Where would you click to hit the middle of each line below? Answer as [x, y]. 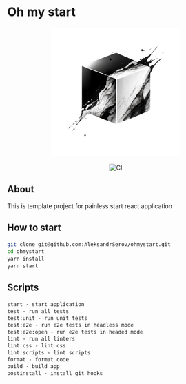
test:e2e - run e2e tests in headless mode [71, 325]
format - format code [38, 359]
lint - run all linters [41, 338]
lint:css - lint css [37, 345]
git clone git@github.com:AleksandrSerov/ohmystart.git [89, 244]
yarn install [26, 259]
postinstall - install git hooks [55, 373]
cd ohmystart [26, 252]
